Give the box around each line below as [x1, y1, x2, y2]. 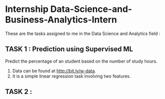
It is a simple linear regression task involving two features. [12, 73, 131, 79]
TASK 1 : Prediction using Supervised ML [5, 45, 133, 53]
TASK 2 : [5, 88, 32, 96]
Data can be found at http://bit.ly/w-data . [12, 68, 96, 74]
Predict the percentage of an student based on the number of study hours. [5, 58, 158, 64]
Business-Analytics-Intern [5, 14, 117, 25]
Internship [5, 3, 49, 15]
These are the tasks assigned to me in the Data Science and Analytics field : [5, 30, 161, 36]
